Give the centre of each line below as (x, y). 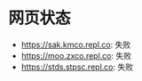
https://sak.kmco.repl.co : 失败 (76, 45)
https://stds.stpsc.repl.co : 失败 (77, 67)
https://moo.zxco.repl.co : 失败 (76, 55)
